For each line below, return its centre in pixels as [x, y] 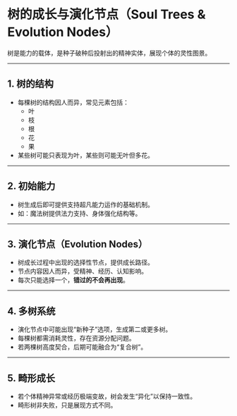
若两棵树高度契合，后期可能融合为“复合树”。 [82, 347]
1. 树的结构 [31, 84]
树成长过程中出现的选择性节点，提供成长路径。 [85, 262]
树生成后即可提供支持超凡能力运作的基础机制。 [85, 204]
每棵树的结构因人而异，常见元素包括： [73, 102]
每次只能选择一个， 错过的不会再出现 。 [73, 280]
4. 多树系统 [31, 311]
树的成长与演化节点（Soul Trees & [107, 14]
